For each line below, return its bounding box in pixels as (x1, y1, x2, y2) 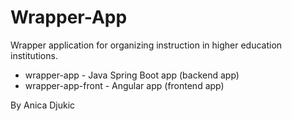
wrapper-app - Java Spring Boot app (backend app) (24, 69, 240, 81)
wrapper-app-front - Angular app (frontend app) (24, 79, 225, 91)
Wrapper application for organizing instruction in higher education (10, 39, 283, 51)
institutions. (10, 49, 58, 61)
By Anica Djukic (10, 99, 76, 111)
